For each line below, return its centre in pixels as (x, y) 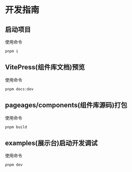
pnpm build (16, 127)
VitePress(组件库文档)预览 (45, 67)
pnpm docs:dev (19, 89)
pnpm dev (14, 165)
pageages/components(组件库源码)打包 (66, 105)
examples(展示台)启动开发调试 (51, 143)
